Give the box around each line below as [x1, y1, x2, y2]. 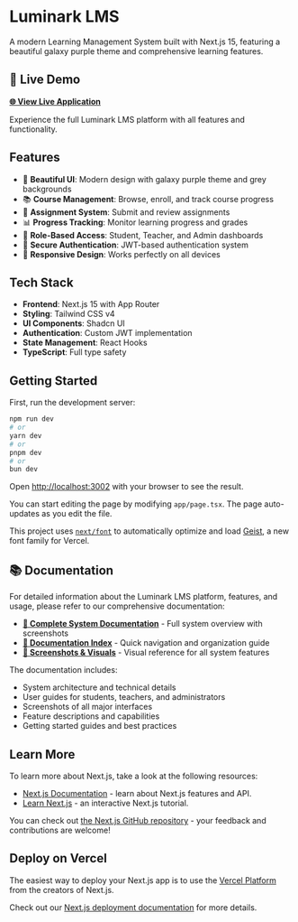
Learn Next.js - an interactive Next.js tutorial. [22, 797, 189, 808]
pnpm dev [9, 448, 42, 457]
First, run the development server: [9, 397, 136, 408]
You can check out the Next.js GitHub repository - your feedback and [9, 815, 267, 825]
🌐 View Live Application [9, 96, 102, 107]
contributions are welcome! [9, 824, 111, 835]
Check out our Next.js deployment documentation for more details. [9, 901, 257, 913]
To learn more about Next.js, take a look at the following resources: [9, 770, 258, 781]
